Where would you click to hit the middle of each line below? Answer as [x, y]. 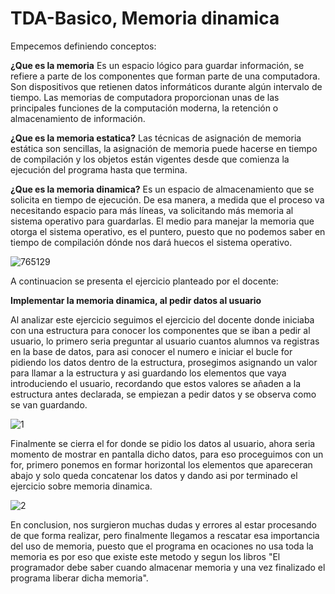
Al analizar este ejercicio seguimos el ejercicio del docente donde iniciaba [162, 319]
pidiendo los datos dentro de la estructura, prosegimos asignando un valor [164, 362]
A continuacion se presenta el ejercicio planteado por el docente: [144, 281]
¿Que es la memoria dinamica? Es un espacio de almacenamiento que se [162, 189]
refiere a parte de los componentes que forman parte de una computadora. [165, 76]
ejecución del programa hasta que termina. [99, 169]
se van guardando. [49, 404]
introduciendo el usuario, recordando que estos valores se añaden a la [156, 383]
